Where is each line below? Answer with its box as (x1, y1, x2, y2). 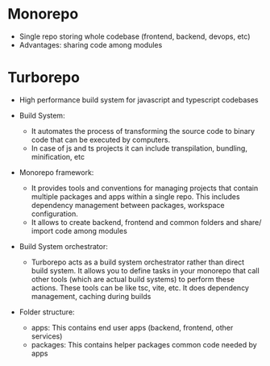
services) (31, 331, 63, 341)
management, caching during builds (31, 291, 152, 301)
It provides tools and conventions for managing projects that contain (31, 183, 259, 193)
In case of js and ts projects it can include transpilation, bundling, (31, 143, 247, 153)
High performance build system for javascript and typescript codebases (19, 94, 259, 105)
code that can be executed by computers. (31, 135, 171, 144)
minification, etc (31, 152, 85, 161)
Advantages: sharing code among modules (19, 40, 163, 49)
